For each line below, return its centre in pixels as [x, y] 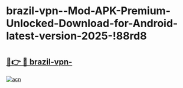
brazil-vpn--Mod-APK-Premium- [89, 11]
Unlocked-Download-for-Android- [92, 23]
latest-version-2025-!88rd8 [76, 36]
